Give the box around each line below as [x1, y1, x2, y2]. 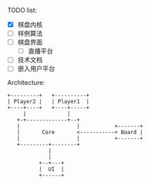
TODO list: [7, 6, 37, 14]
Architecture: [7, 79, 46, 87]
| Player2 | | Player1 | [7, 98, 90, 105]
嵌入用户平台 [17, 65, 55, 73]
